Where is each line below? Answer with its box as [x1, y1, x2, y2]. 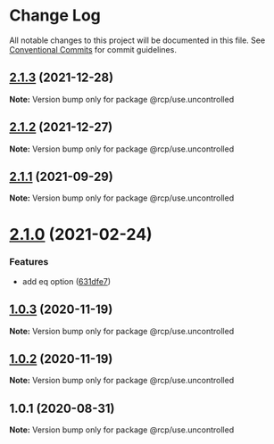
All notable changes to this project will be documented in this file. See [9, 35, 266, 45]
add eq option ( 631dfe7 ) [21, 275, 112, 286]
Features [9, 256, 49, 268]
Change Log [9, 5, 101, 26]
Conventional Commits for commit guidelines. [9, 44, 177, 54]
